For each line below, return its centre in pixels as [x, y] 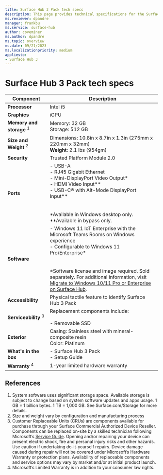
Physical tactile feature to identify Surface [98, 297]
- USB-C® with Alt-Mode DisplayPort [93, 190]
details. [19, 410]
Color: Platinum [67, 343]
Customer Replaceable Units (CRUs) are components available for [78, 421]
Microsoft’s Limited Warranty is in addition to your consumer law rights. [83, 467]
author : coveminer [24, 32]
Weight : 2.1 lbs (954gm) [78, 150]
